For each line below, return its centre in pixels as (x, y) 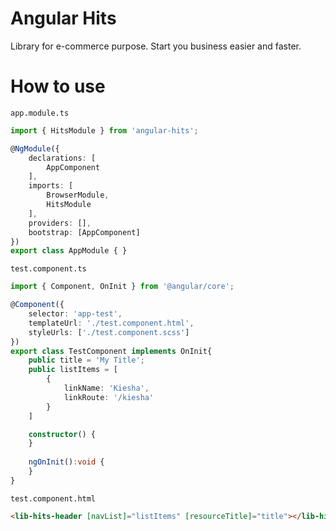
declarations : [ (62, 158)
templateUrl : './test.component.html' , (111, 323)
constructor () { (62, 434)
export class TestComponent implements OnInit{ (111, 351)
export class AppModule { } (69, 251)
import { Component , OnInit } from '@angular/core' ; (122, 287)
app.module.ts (40, 113)
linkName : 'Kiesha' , (106, 388)
